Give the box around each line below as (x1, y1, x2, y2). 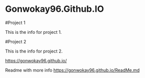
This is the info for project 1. (5, 29, 62, 35)
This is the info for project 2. (5, 48, 63, 54)
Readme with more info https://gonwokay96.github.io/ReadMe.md (5, 67, 140, 73)
